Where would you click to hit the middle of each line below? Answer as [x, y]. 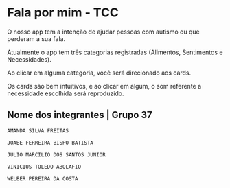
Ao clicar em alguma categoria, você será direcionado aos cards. [99, 73]
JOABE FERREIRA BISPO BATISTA [50, 143]
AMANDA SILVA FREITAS [38, 131]
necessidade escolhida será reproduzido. [66, 93]
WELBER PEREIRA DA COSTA [43, 179]
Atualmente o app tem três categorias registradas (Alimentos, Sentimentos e [115, 52]
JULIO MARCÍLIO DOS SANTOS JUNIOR [57, 155]
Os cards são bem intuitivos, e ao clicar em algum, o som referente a [104, 86]
